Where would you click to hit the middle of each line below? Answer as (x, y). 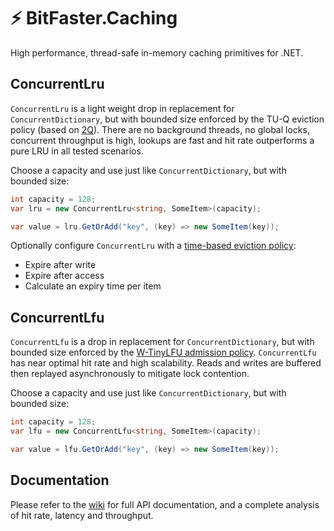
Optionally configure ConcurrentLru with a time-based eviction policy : (153, 246)
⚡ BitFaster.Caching (94, 18)
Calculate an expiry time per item (93, 286)
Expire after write (60, 265)
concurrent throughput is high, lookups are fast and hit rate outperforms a (162, 140)
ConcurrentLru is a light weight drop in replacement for (122, 108)
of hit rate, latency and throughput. (82, 515)
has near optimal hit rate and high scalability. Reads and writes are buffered (166, 363)
